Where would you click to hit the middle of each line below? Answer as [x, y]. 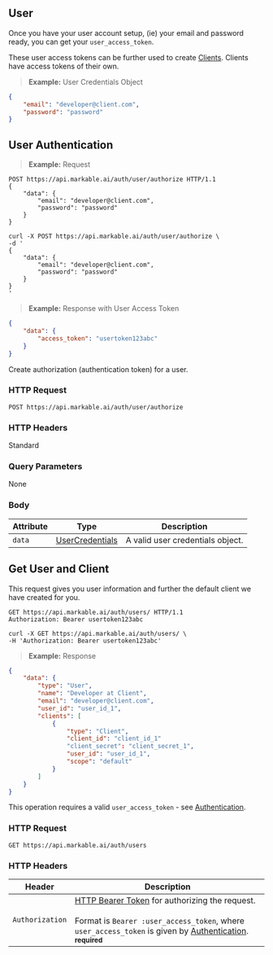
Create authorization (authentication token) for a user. [98, 369]
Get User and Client [59, 569]
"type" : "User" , [65, 686]
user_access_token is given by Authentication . [162, 931]
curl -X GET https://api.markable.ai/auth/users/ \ [97, 633]
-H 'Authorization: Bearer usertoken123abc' [85, 641]
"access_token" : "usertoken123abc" [98, 338]
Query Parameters [45, 467]
